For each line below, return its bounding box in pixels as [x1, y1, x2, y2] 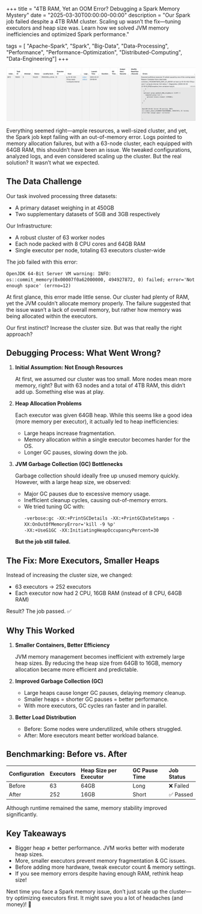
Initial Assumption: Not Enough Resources [14, 364, 123, 371]
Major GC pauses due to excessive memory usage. [23, 490, 151, 497]
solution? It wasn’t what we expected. [6, 159, 100, 166]
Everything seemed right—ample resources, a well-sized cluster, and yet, [6, 126, 188, 134]
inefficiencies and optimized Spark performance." [6, 31, 129, 38]
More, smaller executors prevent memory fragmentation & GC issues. [14, 857, 187, 865]
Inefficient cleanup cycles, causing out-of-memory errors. [23, 497, 168, 504]
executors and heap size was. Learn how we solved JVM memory [6, 24, 170, 31]
